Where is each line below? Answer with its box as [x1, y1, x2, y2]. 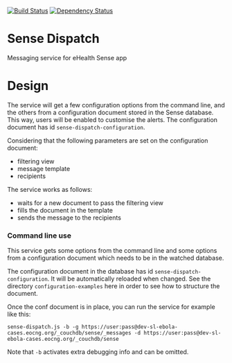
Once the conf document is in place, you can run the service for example [7, 303, 216, 311]
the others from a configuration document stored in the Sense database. [7, 108, 214, 116]
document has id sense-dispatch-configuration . [7, 123, 145, 131]
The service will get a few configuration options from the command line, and [7, 100, 225, 109]
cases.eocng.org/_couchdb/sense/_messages [7, 330, 132, 337]
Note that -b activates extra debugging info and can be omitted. [7, 348, 189, 356]
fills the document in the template [17, 206, 113, 214]
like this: [7, 310, 31, 319]
